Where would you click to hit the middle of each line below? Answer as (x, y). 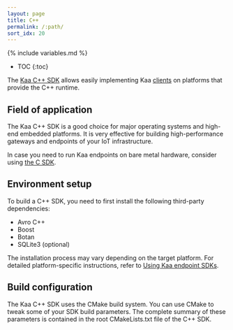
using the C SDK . (32, 162)
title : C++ (23, 20)
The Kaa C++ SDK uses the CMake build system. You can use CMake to (111, 304)
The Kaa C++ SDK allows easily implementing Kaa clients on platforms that (115, 80)
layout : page (26, 14)
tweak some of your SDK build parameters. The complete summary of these (117, 311)
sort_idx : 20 (26, 33)
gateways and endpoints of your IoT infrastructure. (80, 141)
